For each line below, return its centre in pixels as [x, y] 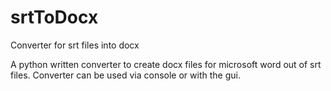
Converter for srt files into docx [75, 45]
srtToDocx [54, 17]
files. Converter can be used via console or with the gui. [125, 75]
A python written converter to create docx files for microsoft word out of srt [166, 64]
